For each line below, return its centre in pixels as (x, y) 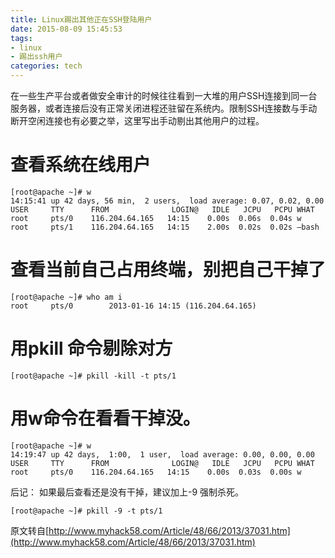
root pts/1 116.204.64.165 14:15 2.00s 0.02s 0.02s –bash (165, 227)
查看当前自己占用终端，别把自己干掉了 (168, 270)
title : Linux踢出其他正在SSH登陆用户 (81, 19)
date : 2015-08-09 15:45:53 (66, 29)
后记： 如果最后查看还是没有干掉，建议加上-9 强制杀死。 (127, 492)
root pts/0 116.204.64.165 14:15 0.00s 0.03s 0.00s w (156, 472)
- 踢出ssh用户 (36, 57)
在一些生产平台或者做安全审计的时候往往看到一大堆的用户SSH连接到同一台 (164, 95)
